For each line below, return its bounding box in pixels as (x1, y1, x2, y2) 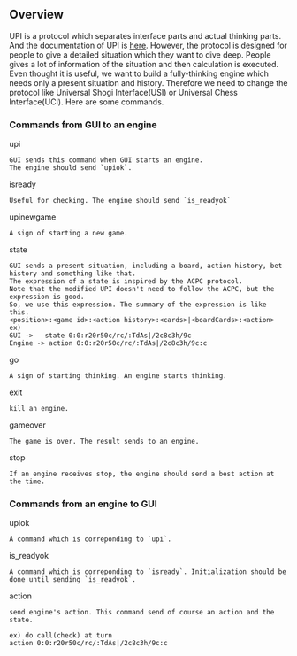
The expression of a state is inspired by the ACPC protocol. (9, 277, 243, 286)
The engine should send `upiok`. (9, 164, 133, 173)
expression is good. (9, 292, 86, 302)
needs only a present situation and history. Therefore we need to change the (9, 77, 288, 88)
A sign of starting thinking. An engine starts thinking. (9, 372, 227, 381)
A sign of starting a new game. (9, 229, 128, 238)
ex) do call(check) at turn (9, 631, 113, 640)
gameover (9, 420, 47, 430)
